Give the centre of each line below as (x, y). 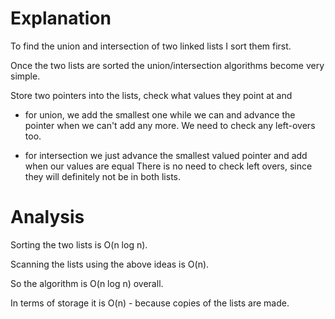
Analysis (47, 217)
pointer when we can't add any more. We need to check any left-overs (170, 125)
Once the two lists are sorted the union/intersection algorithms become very (167, 65)
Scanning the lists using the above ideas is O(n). (110, 264)
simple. (25, 76)
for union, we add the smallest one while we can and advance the (160, 114)
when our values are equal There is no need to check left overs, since (168, 166)
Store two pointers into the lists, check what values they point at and (151, 95)
